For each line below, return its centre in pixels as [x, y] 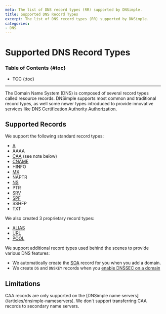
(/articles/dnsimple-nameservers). [40, 301]
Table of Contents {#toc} [36, 68]
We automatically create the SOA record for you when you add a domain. [86, 263]
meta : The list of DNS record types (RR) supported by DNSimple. [74, 10]
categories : [17, 23]
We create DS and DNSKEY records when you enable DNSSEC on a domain [86, 268]
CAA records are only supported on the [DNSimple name [63, 296]
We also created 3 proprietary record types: [50, 219]
